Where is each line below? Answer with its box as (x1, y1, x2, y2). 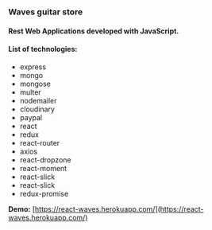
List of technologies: (8, 45, 78, 54)
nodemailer (19, 96, 57, 105)
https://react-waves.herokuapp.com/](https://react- (34, 204, 204, 213)
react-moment (19, 163, 67, 173)
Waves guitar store (8, 6, 83, 18)
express (19, 62, 46, 72)
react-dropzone (19, 154, 71, 165)
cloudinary (19, 104, 56, 114)
